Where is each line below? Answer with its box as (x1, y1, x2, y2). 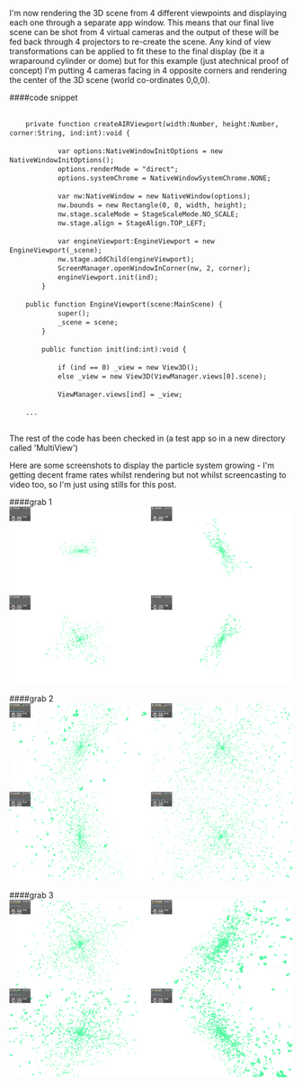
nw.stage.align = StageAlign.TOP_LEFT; (57, 219, 207, 228)
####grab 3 (9, 890, 54, 900)
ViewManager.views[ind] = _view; (57, 390, 182, 399)
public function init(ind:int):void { (41, 345, 187, 354)
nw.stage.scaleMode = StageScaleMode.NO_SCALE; (57, 210, 240, 219)
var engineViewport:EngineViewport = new (57, 237, 216, 246)
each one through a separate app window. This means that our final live (9, 17, 275, 28)
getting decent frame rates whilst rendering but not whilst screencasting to (9, 470, 287, 480)
